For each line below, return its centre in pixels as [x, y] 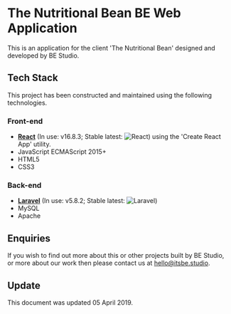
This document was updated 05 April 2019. [70, 302]
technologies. [27, 103]
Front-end [25, 121]
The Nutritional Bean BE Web [94, 13]
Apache [29, 216]
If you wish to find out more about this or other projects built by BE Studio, [116, 256]
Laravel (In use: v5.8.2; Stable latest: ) [87, 201]
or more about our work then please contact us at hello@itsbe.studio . [109, 263]
